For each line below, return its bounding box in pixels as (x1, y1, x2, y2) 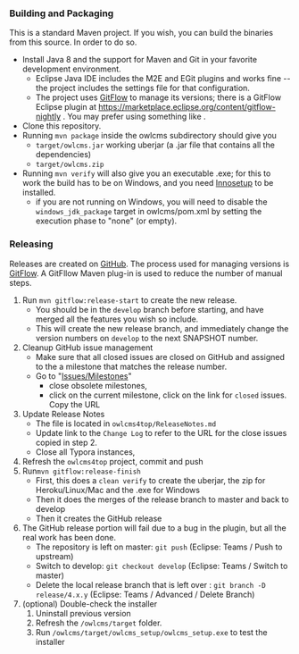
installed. (21, 187, 56, 198)
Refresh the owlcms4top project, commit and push (21, 456, 203, 466)
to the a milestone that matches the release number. (35, 361, 228, 372)
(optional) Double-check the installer (21, 598, 158, 609)
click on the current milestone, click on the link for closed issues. (48, 390, 287, 400)
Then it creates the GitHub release (35, 513, 162, 524)
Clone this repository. (21, 121, 102, 131)
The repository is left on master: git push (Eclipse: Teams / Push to (35, 541, 283, 552)
